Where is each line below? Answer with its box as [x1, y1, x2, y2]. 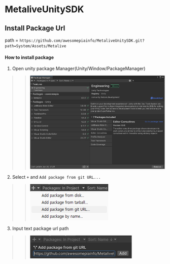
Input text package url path [12, 225, 69, 232]
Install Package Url [5, 24, 65, 32]
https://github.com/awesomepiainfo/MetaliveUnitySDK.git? [19, 38, 145, 43]
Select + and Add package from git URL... [12, 174, 101, 180]
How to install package [5, 54, 54, 60]
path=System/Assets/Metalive [5, 44, 66, 49]
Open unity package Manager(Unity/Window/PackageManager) [12, 65, 146, 72]
